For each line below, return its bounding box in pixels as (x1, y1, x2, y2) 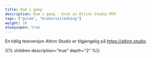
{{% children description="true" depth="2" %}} (5, 48, 100, 54)
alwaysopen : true (5, 25, 40, 30)
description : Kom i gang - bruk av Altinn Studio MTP (5, 12, 117, 16)
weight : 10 (5, 20, 27, 26)
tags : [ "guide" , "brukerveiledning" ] (5, 16, 82, 21)
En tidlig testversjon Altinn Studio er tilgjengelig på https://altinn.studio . (5, 38, 147, 44)
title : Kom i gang (5, 7, 42, 12)
